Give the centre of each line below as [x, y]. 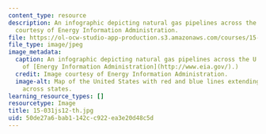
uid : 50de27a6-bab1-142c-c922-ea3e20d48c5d [81, 118]
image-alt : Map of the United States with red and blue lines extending [138, 81]
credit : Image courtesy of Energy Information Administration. [122, 74]
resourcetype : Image [42, 103]
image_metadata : [35, 52]
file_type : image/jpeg [46, 45]
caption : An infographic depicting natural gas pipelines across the [132, 60]
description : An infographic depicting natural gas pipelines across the [133, 23]
